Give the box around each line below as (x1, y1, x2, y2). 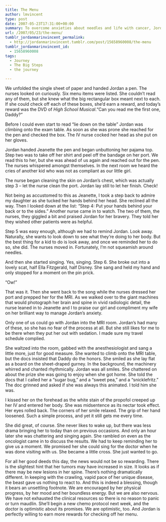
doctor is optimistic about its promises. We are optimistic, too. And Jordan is (5, 506, 161, 512)
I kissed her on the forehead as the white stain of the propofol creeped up (5, 397, 156, 403)
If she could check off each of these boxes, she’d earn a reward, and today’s (5, 101, 161, 107)
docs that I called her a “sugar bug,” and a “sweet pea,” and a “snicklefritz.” (5, 377, 159, 382)
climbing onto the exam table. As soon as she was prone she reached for (5, 127, 154, 132)
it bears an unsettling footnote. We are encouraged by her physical (5, 485, 141, 491)
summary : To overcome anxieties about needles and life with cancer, (5, 26, 152, 31)
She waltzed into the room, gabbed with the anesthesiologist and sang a (5, 345, 152, 351)
